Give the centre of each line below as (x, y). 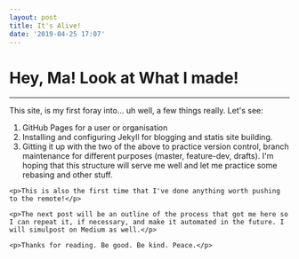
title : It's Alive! (45, 26)
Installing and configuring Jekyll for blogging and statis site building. (147, 137)
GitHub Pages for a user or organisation (95, 128)
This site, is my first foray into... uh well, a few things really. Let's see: (137, 111)
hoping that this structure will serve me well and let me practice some (149, 166)
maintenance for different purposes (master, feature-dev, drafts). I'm (148, 156)
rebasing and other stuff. (67, 175)
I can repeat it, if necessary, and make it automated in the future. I (147, 223)
